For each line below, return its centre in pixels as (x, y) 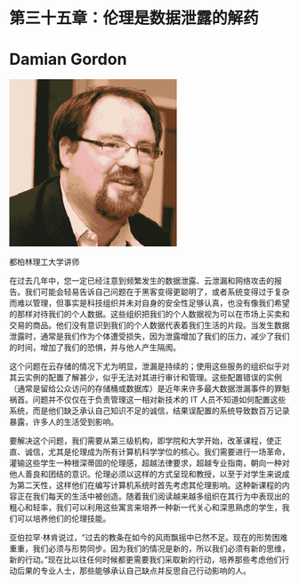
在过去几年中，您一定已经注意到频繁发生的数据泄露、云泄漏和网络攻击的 (141, 281)
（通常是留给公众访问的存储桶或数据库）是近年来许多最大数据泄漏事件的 (141, 388)
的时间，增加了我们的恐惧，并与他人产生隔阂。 (95, 348)
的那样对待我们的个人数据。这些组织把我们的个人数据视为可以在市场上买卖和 (149, 314)
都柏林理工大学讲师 (44, 262)
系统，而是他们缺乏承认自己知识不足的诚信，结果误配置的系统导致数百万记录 (149, 411)
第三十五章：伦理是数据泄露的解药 (134, 18)
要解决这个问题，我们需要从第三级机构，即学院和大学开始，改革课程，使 (141, 441)
